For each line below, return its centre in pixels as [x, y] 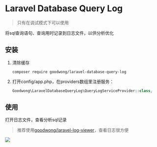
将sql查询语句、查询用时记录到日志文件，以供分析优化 [59, 33]
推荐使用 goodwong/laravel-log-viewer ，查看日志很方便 [73, 130]
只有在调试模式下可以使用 [43, 22]
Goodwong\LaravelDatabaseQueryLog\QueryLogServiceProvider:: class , [82, 91]
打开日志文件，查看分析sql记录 [36, 120]
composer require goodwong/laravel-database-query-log [69, 72]
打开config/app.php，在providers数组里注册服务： [63, 82]
